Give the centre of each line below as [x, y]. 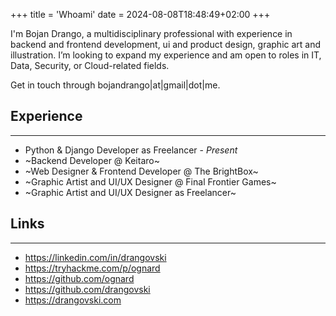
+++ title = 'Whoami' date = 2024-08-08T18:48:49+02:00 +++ [140, 14]
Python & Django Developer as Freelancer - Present [131, 150]
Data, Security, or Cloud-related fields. [90, 65]
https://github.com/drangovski [87, 289]
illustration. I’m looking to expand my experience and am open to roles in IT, [166, 55]
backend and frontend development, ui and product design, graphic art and [166, 44]
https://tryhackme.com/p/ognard [92, 268]
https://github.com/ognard [79, 278]
